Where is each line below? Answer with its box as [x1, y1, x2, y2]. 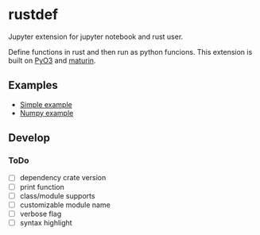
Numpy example [19, 108, 74, 118]
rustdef [8, 6, 58, 24]
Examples [8, 79, 58, 92]
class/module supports [19, 191, 95, 200]
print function [19, 182, 65, 191]
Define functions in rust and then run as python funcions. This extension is [8, 47, 253, 56]
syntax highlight [19, 218, 73, 227]
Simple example [19, 99, 73, 109]
